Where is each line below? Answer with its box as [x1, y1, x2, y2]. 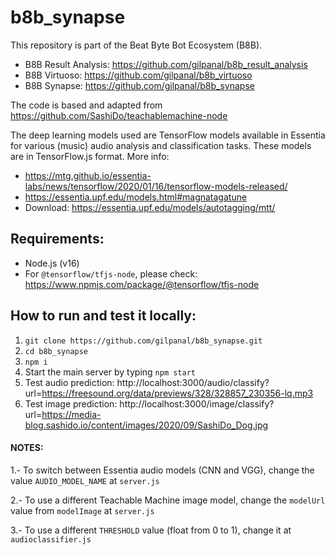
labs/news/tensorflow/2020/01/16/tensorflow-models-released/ [24, 180, 288, 192]
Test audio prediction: [24, 376, 115, 388]
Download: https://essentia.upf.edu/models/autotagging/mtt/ [24, 201, 276, 213]
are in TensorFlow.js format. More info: [10, 150, 170, 162]
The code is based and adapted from [10, 99, 163, 111]
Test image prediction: [24, 397, 118, 410]
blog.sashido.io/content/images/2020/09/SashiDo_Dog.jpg [24, 419, 269, 431]
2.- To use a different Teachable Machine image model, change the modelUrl [10, 494, 326, 506]
